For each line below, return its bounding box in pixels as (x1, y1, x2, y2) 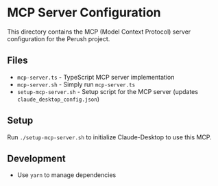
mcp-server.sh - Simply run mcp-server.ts (16, 80, 136, 89)
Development (7, 152, 66, 164)
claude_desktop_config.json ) (16, 95, 100, 103)
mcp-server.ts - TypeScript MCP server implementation (16, 73, 175, 81)
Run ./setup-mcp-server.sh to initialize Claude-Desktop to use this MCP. (7, 132, 212, 141)
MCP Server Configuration (7, 5, 161, 21)
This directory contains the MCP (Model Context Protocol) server (7, 27, 191, 36)
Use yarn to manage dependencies (16, 171, 117, 179)
